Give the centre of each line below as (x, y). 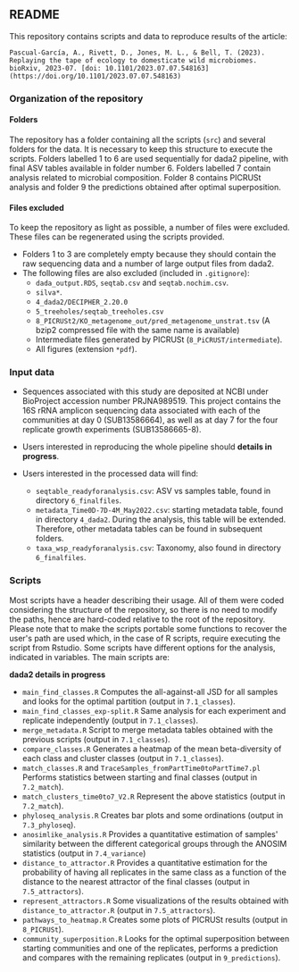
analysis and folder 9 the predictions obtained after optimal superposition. (145, 187)
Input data (32, 373)
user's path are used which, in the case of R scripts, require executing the (145, 638)
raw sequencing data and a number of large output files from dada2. (148, 264)
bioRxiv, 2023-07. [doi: (55, 68)
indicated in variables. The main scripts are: (89, 657)
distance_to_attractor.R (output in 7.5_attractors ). (119, 909)
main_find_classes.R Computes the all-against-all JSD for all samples (150, 691)
